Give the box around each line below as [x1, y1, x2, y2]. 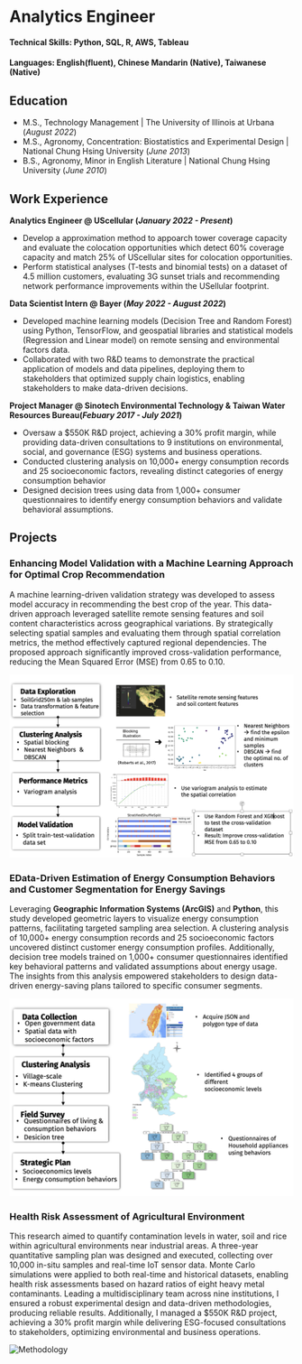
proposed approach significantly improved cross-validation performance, [9, 646, 282, 657]
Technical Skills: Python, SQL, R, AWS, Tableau [9, 36, 189, 47]
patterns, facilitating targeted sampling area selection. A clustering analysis [9, 923, 289, 933]
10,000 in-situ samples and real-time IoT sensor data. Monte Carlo [9, 1259, 255, 1270]
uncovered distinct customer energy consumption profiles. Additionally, [9, 942, 275, 953]
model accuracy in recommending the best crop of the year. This [9, 598, 251, 609]
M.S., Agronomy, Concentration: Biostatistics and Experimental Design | [22, 136, 289, 147]
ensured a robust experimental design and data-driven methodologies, [9, 1298, 272, 1309]
